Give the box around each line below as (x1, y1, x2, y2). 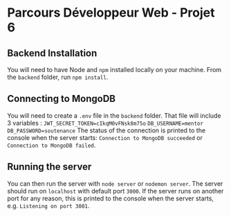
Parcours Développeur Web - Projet (7, 5, 216, 21)
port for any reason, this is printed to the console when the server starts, (7, 194, 214, 202)
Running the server (7, 161, 92, 173)
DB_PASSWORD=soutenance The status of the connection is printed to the (7, 126, 206, 134)
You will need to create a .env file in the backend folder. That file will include (7, 111, 221, 119)
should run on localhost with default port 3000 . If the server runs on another (7, 186, 224, 195)
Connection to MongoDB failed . (7, 141, 96, 149)
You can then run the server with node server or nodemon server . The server (7, 179, 223, 188)
